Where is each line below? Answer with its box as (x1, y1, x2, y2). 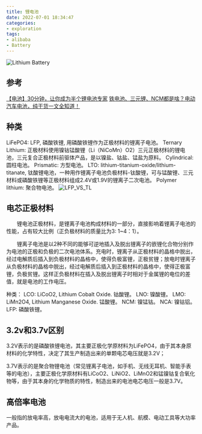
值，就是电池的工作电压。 (6, 278, 70, 286)
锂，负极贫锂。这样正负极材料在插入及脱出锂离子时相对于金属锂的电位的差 (6, 270, 191, 278)
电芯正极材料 (6, 203, 54, 213)
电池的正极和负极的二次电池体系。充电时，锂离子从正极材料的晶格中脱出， (11, 248, 196, 255)
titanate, (6, 169, 27, 176)
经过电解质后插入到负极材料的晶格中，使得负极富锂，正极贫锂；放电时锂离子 (6, 255, 196, 263)
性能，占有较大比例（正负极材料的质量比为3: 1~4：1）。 (6, 228, 142, 235)
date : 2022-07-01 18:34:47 (6, 14, 74, 20)
